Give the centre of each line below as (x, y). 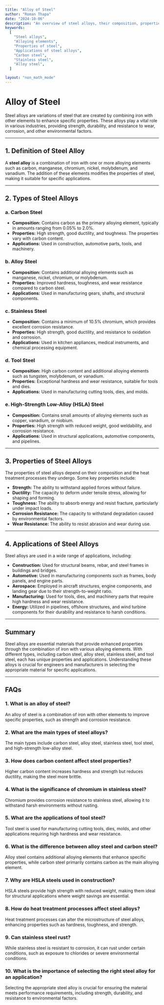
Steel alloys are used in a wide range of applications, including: (68, 556)
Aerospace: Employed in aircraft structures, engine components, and (82, 586)
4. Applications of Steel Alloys (52, 544)
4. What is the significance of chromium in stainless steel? (76, 790)
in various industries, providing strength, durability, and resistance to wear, (80, 126)
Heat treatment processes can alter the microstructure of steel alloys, (75, 919)
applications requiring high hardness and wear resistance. (63, 834)
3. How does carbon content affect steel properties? (68, 761)
